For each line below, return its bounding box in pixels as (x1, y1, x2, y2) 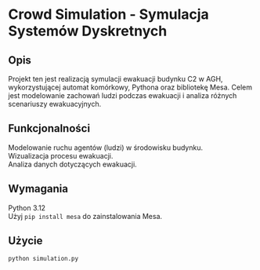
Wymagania (8, 182, 69, 195)
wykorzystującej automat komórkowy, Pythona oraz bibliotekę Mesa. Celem (8, 82, 253, 92)
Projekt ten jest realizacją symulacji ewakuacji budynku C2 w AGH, (8, 75, 223, 83)
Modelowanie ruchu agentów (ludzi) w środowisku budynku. (8, 143, 204, 152)
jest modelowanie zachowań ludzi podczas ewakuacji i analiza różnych (8, 91, 237, 100)
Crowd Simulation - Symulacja (8, 5, 209, 24)
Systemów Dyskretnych (8, 22, 168, 40)
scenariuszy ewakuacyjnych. (8, 100, 102, 108)
